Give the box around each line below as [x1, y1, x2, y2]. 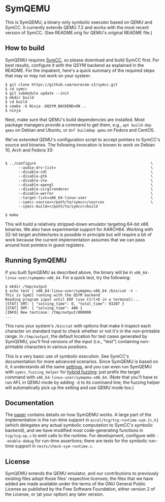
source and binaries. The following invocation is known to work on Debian [5, 142, 155, 148]
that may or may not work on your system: [5, 72, 91, 79]
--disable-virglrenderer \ [18, 186, 153, 192]
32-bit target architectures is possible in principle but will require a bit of [5, 232, 152, 237]
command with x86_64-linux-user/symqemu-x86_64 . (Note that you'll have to [5, 374, 158, 380]
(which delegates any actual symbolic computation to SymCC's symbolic [5, 422, 153, 428]
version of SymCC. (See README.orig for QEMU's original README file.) [5, 30, 153, 35]
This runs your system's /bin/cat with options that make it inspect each [5, 323, 151, 328]
